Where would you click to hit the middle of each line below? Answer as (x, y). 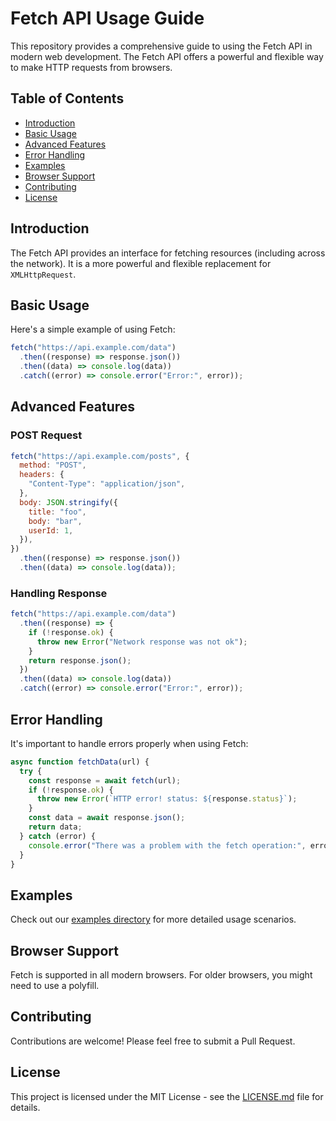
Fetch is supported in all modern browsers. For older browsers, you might (161, 975)
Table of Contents (67, 98)
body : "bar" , (55, 521)
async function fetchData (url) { (80, 762)
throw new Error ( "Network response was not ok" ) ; (142, 642)
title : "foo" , (57, 512)
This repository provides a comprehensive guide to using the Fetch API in (161, 46)
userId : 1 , (51, 530)
